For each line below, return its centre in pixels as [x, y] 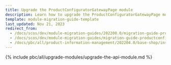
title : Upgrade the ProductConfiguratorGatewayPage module [69, 10]
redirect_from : [21, 29]
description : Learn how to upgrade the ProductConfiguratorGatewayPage [83, 15]
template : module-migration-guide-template [52, 19]
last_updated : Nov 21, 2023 [35, 24]
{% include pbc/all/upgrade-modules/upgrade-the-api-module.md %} [79, 57]
